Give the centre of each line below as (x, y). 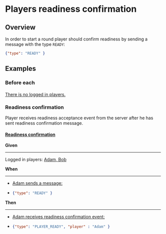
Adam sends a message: (37, 183)
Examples (21, 69)
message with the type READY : (35, 44)
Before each (20, 83)
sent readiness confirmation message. (44, 123)
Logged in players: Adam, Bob (36, 160)
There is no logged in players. (35, 94)
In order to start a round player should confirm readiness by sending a (76, 39)
